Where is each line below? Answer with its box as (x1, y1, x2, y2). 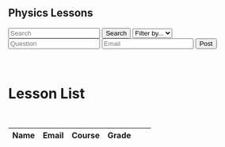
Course (71, 130, 101, 141)
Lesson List (8, 85, 86, 103)
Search (105, 29, 128, 37)
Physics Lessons (8, 6, 93, 20)
